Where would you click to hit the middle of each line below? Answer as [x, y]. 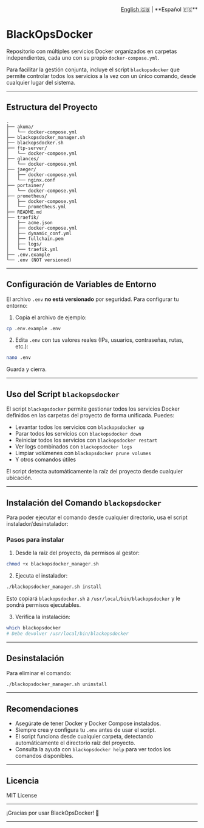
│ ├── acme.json [29, 222]
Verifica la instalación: [43, 617]
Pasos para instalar [35, 539]
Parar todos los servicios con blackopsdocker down [78, 434]
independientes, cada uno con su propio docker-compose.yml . [83, 57]
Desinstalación [35, 658]
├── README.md [24, 212]
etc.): [22, 347]
